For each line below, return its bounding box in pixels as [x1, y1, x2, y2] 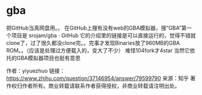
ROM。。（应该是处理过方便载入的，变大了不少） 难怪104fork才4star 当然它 [6, 46, 191, 54]
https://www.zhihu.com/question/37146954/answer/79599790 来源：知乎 [6, 75, 189, 82]
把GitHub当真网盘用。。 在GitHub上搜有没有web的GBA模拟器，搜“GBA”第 [6, 24, 187, 31]
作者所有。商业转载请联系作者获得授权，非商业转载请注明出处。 [22, 82, 180, 89]
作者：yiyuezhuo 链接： [6, 67, 65, 74]
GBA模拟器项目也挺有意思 [16, 54, 81, 61]
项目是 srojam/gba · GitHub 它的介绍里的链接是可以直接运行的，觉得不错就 [11, 31, 196, 39]
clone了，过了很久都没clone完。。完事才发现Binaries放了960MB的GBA [6, 39, 180, 46]
